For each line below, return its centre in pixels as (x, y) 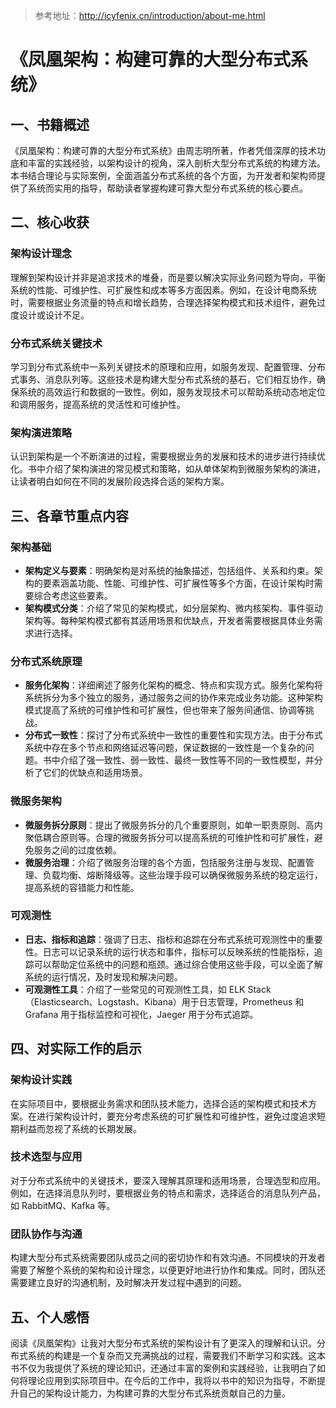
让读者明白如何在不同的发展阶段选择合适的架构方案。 (120, 481)
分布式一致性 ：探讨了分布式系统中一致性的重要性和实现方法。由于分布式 (173, 735)
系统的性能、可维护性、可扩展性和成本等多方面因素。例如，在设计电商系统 (163, 290)
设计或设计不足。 (54, 315)
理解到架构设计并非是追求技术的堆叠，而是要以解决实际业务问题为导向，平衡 (168, 277)
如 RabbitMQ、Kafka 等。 (63, 1205)
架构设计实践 (41, 1080)
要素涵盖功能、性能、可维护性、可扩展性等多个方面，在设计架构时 (178, 583)
